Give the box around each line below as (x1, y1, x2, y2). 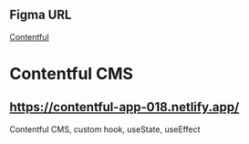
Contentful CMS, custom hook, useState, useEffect (9, 123, 201, 135)
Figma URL (9, 7, 72, 23)
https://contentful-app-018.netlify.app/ (9, 99, 240, 115)
